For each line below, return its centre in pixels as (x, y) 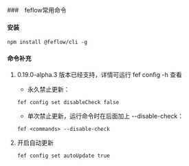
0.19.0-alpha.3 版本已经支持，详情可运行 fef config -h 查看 (99, 75)
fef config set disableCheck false (68, 103)
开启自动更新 (35, 143)
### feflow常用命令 (37, 10)
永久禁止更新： (48, 90)
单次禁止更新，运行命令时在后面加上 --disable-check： (105, 116)
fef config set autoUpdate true (63, 156)
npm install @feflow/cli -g (47, 42)
